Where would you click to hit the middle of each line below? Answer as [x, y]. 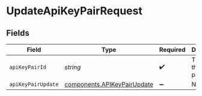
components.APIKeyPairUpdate [109, 84]
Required [172, 50]
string [72, 67]
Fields [18, 33]
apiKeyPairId [28, 67]
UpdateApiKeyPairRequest [74, 11]
